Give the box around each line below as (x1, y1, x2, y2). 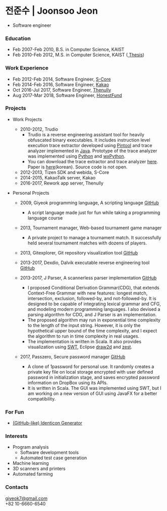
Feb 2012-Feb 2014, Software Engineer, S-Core (12, 76, 111, 82)
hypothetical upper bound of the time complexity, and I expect (27, 327, 157, 334)
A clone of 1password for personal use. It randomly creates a (27, 363, 154, 370)
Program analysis (12, 444, 49, 450)
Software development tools (20, 450, 79, 456)
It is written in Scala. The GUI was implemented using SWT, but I (27, 385, 161, 391)
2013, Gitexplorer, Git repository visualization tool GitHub (20, 249, 138, 255)
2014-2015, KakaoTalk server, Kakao (20, 174, 96, 180)
